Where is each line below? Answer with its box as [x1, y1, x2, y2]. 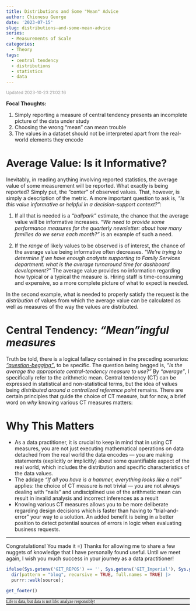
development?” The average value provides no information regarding [14, 267, 181, 274]
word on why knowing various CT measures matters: [6, 399, 133, 406]
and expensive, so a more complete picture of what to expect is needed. [14, 279, 188, 286]
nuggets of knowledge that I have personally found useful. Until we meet [6, 548, 181, 555]
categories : [6, 42, 35, 47]
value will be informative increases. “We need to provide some [14, 219, 165, 226]
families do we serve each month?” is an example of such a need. [14, 231, 173, 238]
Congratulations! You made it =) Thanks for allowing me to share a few [6, 542, 176, 550]
